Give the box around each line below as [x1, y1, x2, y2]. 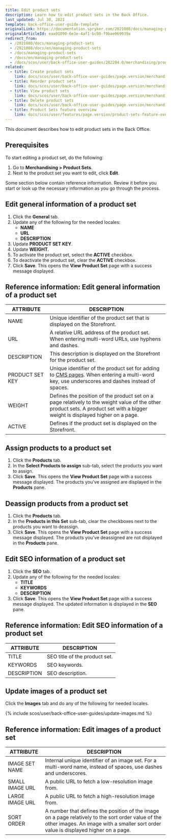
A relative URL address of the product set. [49, 329, 150, 336]
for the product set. [49, 356, 96, 364]
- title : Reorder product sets [10, 79, 76, 84]
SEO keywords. [46, 661, 83, 668]
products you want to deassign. [12, 524, 79, 530]
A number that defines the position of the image [45, 807, 159, 814]
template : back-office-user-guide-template [5, 21, 99, 27]
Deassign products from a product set [5, 499, 128, 508]
